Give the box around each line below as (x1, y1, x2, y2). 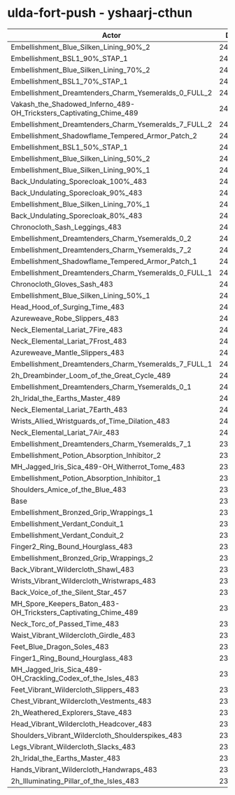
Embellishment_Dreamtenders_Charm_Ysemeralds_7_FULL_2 (10, 119, 213, 129)
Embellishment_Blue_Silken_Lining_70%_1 (10, 199, 150, 209)
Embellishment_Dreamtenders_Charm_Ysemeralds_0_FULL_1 (10, 268, 213, 277)
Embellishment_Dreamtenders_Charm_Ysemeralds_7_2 (10, 244, 192, 254)
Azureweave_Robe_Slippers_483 (10, 313, 119, 323)
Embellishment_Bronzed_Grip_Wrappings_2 (10, 553, 154, 563)
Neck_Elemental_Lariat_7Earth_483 (10, 405, 128, 414)
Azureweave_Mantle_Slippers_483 (10, 348, 124, 357)
